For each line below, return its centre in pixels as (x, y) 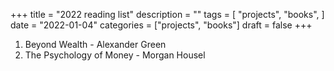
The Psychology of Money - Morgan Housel (115, 55)
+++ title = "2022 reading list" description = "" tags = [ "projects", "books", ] (167, 14)
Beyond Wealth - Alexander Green (95, 44)
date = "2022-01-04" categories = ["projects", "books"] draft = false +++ (161, 25)
